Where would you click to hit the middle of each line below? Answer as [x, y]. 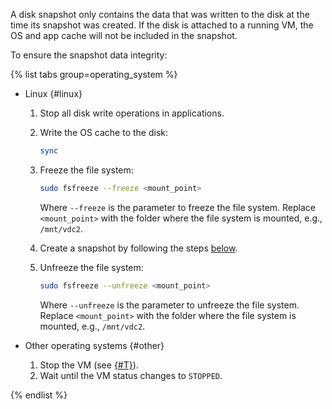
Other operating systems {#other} [94, 345]
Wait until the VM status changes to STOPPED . [131, 375]
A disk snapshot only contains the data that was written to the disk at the [160, 14]
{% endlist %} [39, 395]
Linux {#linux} [53, 93]
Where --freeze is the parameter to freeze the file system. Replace [178, 207]
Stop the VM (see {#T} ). [89, 365]
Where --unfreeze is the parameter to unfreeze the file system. [169, 305]
